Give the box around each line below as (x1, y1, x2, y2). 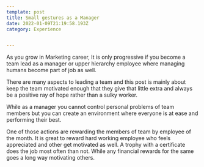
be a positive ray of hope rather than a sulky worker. (6, 91, 138, 98)
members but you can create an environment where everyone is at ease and (6, 109, 199, 117)
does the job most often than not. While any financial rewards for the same (6, 147, 194, 155)
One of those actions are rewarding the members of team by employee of (6, 128, 191, 135)
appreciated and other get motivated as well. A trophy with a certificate (6, 141, 186, 149)
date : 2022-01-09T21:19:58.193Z (6, 20, 89, 26)
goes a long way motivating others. (6, 154, 95, 161)
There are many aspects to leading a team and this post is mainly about (6, 78, 186, 86)
